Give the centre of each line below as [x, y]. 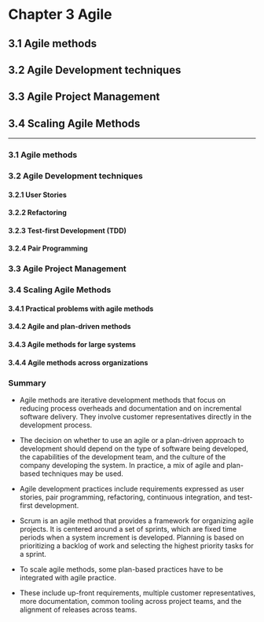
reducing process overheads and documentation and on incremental [130, 408]
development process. [56, 425]
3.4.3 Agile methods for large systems [72, 345]
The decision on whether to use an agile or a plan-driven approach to [132, 440]
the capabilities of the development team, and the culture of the [123, 456]
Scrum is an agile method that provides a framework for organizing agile [136, 521]
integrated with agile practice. [68, 577]
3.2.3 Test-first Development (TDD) [68, 230]
